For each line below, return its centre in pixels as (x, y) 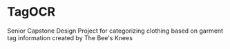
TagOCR (31, 12)
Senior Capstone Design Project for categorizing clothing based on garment (115, 31)
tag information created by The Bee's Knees (70, 37)
